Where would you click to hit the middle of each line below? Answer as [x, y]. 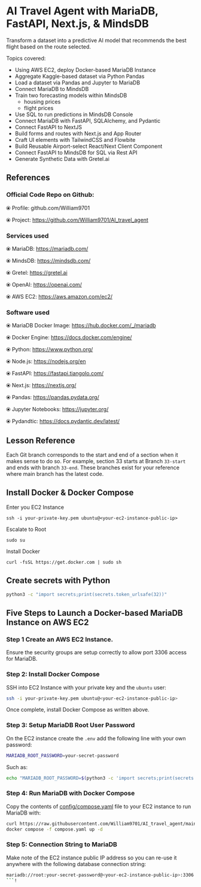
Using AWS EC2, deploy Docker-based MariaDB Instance [85, 69]
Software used [28, 312]
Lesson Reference [41, 440]
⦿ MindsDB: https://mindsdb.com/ [48, 260]
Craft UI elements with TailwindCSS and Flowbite [75, 139]
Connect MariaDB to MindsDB [52, 89]
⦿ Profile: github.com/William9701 [48, 208]
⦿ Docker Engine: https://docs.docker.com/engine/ [69, 338]
